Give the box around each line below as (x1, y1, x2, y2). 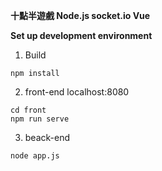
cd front (10, 105, 47, 115)
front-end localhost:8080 (24, 86, 130, 98)
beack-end (24, 132, 71, 143)
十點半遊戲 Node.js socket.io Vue (10, 10, 151, 21)
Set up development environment (10, 30, 153, 41)
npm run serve (10, 114, 70, 124)
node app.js (10, 151, 60, 161)
